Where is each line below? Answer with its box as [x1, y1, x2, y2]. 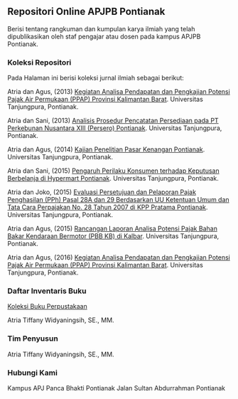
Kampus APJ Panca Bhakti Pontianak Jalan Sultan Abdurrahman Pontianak [7, 384, 226, 392]
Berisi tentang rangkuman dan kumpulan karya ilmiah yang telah [7, 24, 195, 33]
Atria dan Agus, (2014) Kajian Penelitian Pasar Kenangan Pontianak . [7, 145, 205, 154]
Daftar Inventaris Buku [7, 286, 87, 296]
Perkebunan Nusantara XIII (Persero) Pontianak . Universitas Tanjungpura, [7, 124, 222, 132]
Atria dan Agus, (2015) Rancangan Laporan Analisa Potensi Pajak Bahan [7, 224, 218, 233]
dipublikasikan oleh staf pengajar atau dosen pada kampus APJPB [7, 32, 201, 41]
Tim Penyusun [7, 334, 58, 344]
